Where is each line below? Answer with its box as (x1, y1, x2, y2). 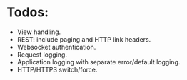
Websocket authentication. (16, 42, 96, 51)
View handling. (16, 28, 61, 36)
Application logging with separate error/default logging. (16, 57, 181, 66)
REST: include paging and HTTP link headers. (16, 35, 151, 43)
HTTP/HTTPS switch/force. (16, 65, 98, 74)
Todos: (6, 4, 49, 21)
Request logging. (16, 50, 67, 59)
